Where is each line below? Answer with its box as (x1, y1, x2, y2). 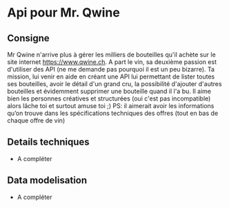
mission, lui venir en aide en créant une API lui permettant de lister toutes (7, 72, 215, 81)
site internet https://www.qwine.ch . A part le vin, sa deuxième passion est (7, 58, 217, 66)
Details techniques (7, 136, 90, 148)
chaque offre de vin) (7, 116, 66, 125)
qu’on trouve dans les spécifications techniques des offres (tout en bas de (7, 109, 219, 117)
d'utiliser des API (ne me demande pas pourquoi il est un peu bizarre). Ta (7, 65, 215, 73)
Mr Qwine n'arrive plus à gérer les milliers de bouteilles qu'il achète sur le (7, 50, 216, 59)
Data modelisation (7, 174, 88, 187)
